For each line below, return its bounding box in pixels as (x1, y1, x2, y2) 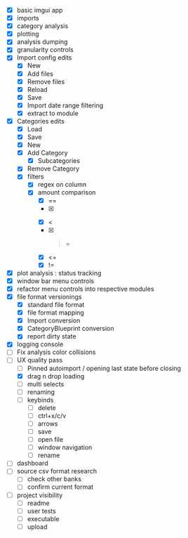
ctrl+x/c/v (37, 411, 67, 420)
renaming (27, 388, 55, 396)
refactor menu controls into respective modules (16, 284, 155, 293)
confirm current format (27, 483, 94, 491)
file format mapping (27, 308, 85, 317)
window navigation (37, 443, 93, 452)
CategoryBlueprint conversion (27, 324, 114, 333)
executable (27, 514, 60, 523)
